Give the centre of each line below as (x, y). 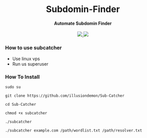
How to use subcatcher (34, 48)
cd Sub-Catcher (21, 104)
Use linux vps (26, 59)
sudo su (13, 87)
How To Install (22, 76)
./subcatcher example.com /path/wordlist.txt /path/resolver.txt (73, 130)
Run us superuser (30, 64)
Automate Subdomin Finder (83, 23)
